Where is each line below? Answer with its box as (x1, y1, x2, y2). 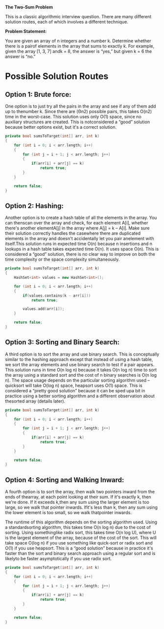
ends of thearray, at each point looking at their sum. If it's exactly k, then (5, 494, 151, 500)
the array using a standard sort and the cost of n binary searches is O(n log (5, 372, 157, 378)
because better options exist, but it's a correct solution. (5, 124, 117, 130)
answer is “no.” (5, 54, 36, 59)
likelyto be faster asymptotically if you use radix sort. (5, 556, 112, 562)
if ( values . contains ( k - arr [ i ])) (23, 293, 91, 298)
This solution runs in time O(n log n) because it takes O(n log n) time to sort (5, 367, 157, 373)
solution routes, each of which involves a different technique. (5, 19, 128, 25)
